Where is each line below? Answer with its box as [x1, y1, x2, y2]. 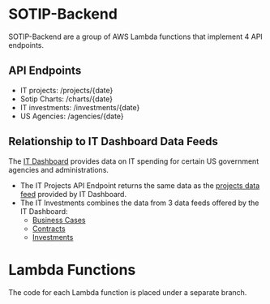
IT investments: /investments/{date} [19, 102, 140, 112]
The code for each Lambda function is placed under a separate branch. [8, 287, 247, 297]
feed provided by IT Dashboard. [19, 189, 127, 199]
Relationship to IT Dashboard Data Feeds [8, 135, 219, 148]
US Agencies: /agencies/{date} [19, 111, 124, 121]
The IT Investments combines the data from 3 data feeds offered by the [19, 198, 259, 208]
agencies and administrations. [8, 165, 109, 174]
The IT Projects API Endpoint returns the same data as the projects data [19, 180, 260, 191]
